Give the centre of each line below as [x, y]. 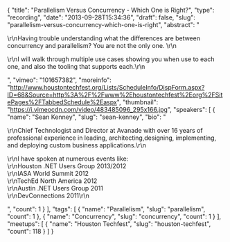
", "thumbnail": [138, 102]
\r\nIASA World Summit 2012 [48, 174]
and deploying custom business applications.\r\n [77, 145]
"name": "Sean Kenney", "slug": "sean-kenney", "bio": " [87, 117]
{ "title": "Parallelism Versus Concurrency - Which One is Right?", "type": [111, 10]
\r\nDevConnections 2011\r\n [48, 195]
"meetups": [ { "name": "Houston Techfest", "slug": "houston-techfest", [109, 224]
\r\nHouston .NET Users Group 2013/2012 [67, 166]
